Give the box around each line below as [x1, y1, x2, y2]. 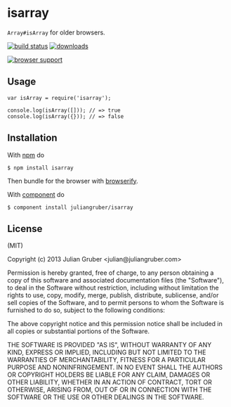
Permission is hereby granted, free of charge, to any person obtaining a [7, 269, 214, 277]
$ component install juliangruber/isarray [7, 204, 133, 211]
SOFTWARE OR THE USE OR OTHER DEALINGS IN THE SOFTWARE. [7, 393, 204, 401]
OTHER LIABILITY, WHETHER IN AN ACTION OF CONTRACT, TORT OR [7, 378, 212, 387]
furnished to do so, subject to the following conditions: [7, 306, 165, 314]
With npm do [7, 150, 44, 159]
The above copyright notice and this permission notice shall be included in [7, 320, 223, 328]
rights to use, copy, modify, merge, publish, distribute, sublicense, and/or [7, 291, 219, 299]
